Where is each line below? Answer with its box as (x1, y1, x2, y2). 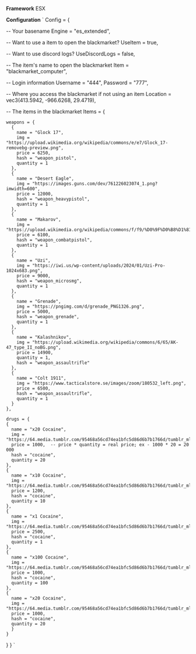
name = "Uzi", (16, 257, 51, 263)
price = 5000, (16, 309, 51, 315)
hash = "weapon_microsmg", (16, 278, 82, 284)
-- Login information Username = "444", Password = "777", (6, 79, 149, 86)
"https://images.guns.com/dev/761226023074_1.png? (32, 181, 158, 187)
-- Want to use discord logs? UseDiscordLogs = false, (6, 50, 135, 57)
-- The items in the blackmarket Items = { (6, 108, 105, 115)
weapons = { (6, 119, 35, 125)
